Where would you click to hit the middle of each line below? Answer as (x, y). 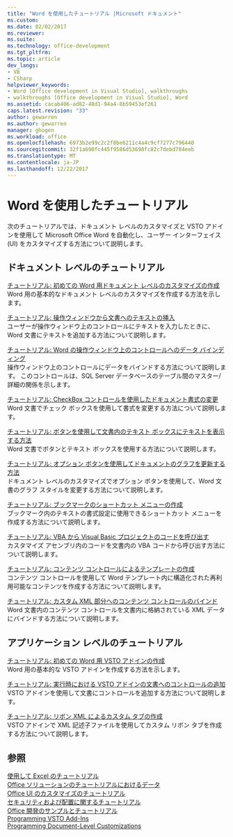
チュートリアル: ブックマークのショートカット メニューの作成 (95, 504)
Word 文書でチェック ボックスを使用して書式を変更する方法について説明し (114, 408)
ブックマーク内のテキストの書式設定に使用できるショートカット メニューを (115, 513)
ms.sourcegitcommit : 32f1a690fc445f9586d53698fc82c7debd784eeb (101, 150)
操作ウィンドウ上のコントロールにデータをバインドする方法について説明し (114, 367)
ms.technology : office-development (59, 46)
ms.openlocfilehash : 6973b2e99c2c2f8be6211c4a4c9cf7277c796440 (101, 143)
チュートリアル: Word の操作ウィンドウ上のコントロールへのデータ (103, 350)
